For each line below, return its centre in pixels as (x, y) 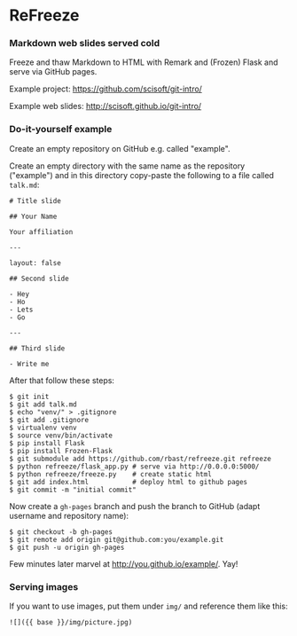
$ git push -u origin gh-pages (67, 547)
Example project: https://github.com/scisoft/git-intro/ (106, 89)
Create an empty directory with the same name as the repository (127, 166)
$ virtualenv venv (43, 428)
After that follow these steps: (62, 380)
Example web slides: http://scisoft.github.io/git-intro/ (106, 106)
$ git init (29, 397)
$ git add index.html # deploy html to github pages (129, 482)
